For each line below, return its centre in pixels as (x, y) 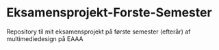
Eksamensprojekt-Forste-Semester (109, 13)
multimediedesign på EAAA (45, 38)
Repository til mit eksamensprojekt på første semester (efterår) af (99, 32)
